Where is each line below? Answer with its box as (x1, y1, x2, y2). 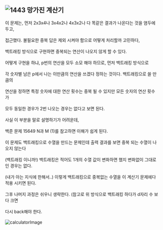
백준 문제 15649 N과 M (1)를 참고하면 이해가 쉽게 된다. (5, 128, 108, 134)
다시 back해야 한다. (5, 209, 42, 214)
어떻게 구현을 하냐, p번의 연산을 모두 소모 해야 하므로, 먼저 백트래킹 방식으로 (5, 59, 149, 66)
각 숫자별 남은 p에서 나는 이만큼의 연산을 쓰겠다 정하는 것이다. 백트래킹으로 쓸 (5, 71, 152, 77)
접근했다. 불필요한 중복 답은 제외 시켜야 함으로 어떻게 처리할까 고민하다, (5, 37, 140, 43)
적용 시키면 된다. (5, 180, 36, 186)
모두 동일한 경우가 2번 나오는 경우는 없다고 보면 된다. (5, 106, 105, 111)
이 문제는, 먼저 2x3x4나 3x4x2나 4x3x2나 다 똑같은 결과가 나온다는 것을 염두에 (5, 20, 156, 26)
